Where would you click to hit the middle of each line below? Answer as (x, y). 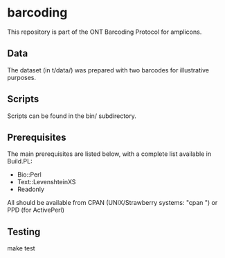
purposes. (22, 77)
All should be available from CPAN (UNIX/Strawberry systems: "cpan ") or (112, 203)
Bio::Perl (29, 175)
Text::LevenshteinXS (46, 182)
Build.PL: (20, 161)
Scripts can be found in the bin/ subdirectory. (72, 116)
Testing (24, 231)
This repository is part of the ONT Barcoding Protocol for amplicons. (105, 32)
